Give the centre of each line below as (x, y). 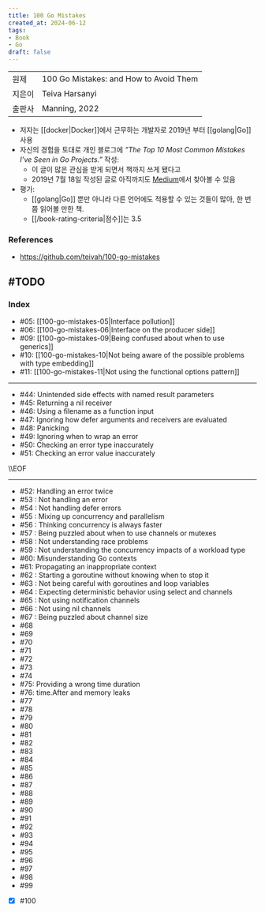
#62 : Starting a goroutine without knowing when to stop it (114, 575)
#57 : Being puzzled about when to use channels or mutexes (118, 533)
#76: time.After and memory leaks (75, 692)
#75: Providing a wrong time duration (80, 684)
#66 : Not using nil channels (65, 608)
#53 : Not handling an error (63, 499)
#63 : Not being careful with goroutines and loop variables (114, 583)
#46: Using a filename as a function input (87, 411)
